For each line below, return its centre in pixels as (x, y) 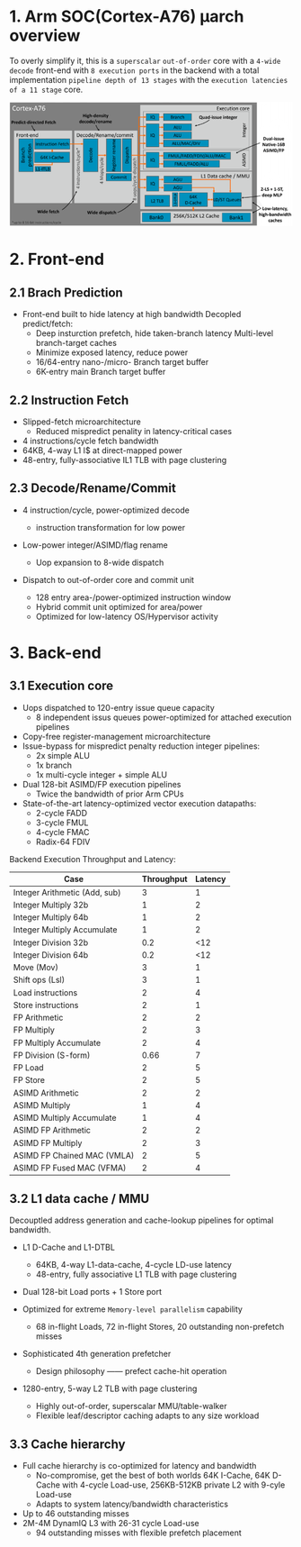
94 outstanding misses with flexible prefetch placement (139, 1533)
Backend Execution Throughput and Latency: (93, 859)
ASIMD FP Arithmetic (52, 1130)
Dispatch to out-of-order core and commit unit (108, 579)
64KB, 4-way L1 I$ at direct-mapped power (102, 450)
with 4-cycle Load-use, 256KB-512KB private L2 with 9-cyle (174, 1485)
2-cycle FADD (62, 813)
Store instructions (46, 1005)
